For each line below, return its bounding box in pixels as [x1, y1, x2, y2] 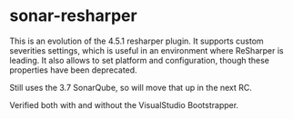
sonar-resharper [9, 5, 138, 26]
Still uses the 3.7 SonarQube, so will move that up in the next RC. [9, 82, 253, 93]
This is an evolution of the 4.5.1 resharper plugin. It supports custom [9, 35, 264, 46]
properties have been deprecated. [9, 64, 138, 75]
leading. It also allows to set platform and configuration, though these [9, 55, 270, 65]
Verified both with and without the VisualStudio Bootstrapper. [9, 99, 239, 110]
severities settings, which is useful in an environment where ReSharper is [9, 45, 284, 55]
